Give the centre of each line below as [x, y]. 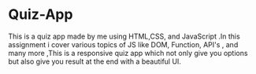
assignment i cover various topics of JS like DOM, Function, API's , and [123, 44]
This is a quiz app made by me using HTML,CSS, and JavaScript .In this [124, 36]
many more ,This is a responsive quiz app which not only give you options [128, 53]
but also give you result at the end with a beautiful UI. [95, 61]
